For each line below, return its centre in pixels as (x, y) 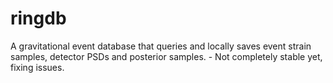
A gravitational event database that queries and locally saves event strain (161, 46)
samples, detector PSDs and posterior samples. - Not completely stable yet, (166, 56)
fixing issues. (37, 67)
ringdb (38, 18)
